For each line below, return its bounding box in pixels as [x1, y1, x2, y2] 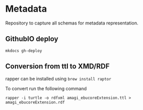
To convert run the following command [5, 85, 87, 92]
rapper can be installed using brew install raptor [5, 75, 111, 81]
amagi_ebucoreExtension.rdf [5, 100, 65, 105]
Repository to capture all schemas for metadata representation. [5, 20, 139, 26]
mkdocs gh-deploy [5, 48, 42, 53]
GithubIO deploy [5, 35, 59, 43]
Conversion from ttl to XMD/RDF [5, 62, 110, 71]
